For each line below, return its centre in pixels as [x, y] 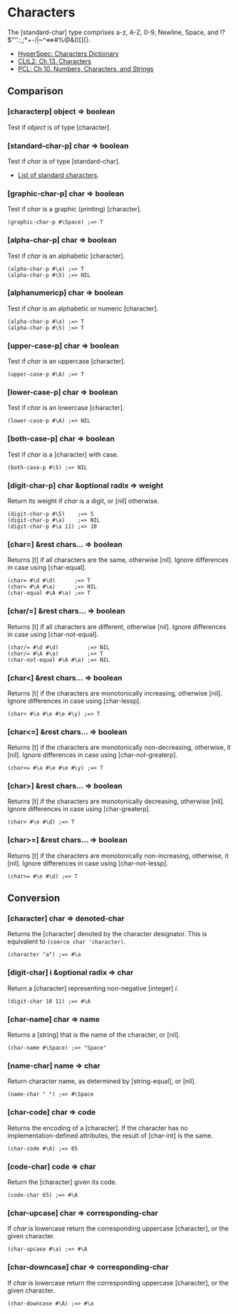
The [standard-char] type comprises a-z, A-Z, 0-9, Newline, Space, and [113, 32]
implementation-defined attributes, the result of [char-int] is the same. [110, 1135]
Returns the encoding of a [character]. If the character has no [98, 1128]
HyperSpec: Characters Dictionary [68, 54]
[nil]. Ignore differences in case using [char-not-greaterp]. [93, 755]
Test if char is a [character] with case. [63, 454]
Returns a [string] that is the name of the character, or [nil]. [94, 1035]
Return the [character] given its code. [62, 1182]
